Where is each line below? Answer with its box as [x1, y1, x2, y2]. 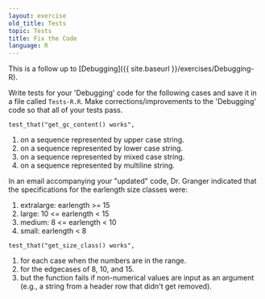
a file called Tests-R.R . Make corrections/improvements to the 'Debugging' [8, 97, 257, 106]
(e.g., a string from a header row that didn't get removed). [19, 281, 212, 291]
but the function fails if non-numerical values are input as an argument [19, 273, 255, 283]
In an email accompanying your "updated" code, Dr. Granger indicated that [8, 176, 257, 186]
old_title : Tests [8, 19, 67, 27]
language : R [8, 42, 48, 50]
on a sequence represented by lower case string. [19, 143, 184, 153]
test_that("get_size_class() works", [8, 242, 135, 250]
